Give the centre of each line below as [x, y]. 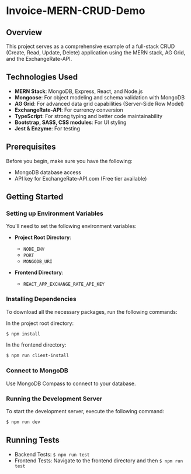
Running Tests [33, 440]
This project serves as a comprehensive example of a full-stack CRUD [91, 46]
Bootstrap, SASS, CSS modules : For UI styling [70, 122]
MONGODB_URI [38, 262]
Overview [24, 32]
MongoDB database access [48, 172]
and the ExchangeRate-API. [39, 59]
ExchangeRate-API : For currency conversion [69, 110]
